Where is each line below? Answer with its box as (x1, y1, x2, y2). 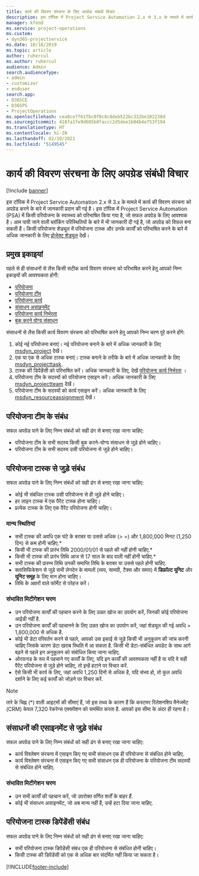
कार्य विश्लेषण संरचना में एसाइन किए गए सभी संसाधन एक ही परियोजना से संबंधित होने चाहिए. (14, 751, 185, 758)
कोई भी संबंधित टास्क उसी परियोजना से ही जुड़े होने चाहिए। (14, 491, 125, 498)
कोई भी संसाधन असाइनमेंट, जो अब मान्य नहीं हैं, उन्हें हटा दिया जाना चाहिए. (14, 799, 153, 807)
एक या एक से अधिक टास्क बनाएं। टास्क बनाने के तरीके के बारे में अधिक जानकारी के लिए (14, 354, 181, 361)
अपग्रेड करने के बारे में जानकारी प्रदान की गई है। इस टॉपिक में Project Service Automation (6, 205, 188, 212)
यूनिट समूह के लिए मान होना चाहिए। (14, 573, 82, 580)
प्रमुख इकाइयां (6, 249, 43, 259)
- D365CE (6, 97, 28, 103)
